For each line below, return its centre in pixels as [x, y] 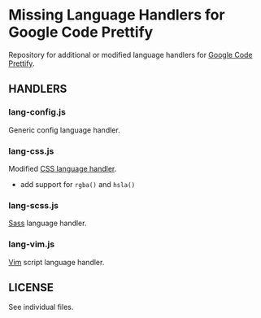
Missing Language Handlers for [117, 15]
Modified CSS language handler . [63, 168]
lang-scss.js [34, 205]
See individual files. [41, 307]
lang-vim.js [32, 244]
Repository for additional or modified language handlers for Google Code [131, 54]
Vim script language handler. [57, 262]
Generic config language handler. [64, 130]
